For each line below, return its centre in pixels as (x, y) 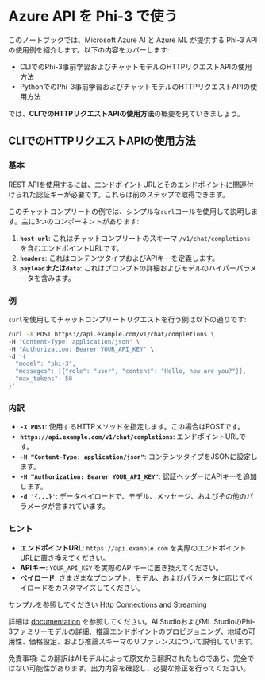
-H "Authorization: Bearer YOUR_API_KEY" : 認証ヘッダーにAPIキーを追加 (138, 476)
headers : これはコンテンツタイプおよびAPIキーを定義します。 (119, 258)
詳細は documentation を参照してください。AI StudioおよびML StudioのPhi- (132, 621)
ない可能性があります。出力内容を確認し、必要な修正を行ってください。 (132, 668)
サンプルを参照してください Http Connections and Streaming (108, 604)
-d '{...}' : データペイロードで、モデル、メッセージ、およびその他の (133, 496)
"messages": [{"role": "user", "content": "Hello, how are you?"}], (131, 371)
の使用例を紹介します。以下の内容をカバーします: (89, 49)
